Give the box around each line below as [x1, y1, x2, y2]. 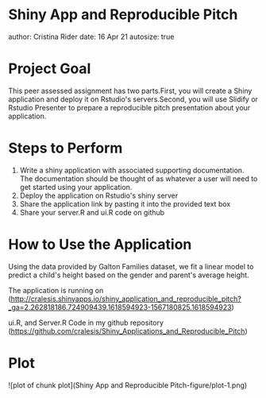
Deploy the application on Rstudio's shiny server [19, 191, 179, 200]
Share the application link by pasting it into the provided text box [19, 199, 231, 208]
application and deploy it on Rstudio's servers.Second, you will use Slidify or [8, 94, 258, 104]
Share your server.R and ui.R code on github [19, 207, 165, 217]
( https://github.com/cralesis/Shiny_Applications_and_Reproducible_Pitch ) [8, 326, 248, 335]
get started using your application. [19, 182, 133, 191]
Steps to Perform [8, 139, 123, 157]
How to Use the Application [8, 236, 192, 253]
